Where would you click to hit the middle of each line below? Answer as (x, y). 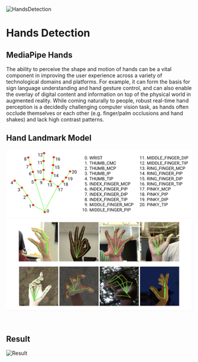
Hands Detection (48, 33)
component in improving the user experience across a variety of (84, 75)
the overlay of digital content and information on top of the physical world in (98, 94)
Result (18, 339)
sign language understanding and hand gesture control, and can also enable (99, 88)
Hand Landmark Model (49, 138)
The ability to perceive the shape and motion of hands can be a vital (89, 69)
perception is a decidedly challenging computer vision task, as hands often (98, 107)
